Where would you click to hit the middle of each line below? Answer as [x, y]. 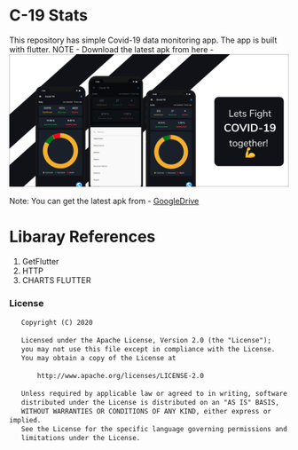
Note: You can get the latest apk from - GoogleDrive [104, 201]
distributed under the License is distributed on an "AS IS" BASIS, [150, 402]
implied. [25, 420]
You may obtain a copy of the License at [98, 358]
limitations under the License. [81, 438]
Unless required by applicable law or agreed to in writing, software [154, 393]
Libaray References [82, 237]
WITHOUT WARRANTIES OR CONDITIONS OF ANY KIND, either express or [146, 411]
